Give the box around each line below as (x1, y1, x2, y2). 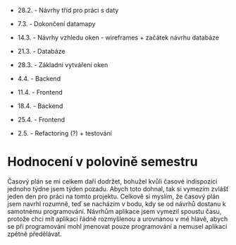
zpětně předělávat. (7, 229, 62, 238)
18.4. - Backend (17, 102, 63, 110)
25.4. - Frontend (17, 116, 66, 124)
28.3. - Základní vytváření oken (17, 61, 108, 69)
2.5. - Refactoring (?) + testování (17, 129, 113, 137)
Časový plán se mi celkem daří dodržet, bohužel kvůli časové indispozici (7, 177, 218, 186)
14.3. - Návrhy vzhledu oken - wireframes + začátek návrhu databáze (17, 33, 220, 42)
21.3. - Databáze (17, 47, 66, 55)
